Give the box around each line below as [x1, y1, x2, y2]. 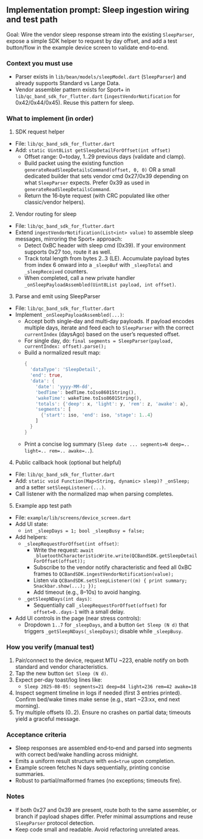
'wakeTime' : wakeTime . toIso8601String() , [35, 395, 142, 401]
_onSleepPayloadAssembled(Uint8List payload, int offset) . [24, 281, 177, 288]
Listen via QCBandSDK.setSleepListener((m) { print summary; [33, 576, 188, 584]
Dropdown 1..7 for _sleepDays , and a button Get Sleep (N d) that [24, 621, 189, 628]
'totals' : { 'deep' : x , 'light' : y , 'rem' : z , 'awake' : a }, [35, 401, 189, 407]
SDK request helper [15, 128, 65, 135]
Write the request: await [33, 546, 94, 554]
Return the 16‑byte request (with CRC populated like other [24, 192, 169, 200]
